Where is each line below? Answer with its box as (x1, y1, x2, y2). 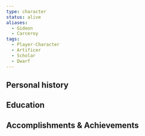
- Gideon (11, 25, 33, 31)
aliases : (6, 20, 28, 25)
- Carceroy (11, 31, 39, 37)
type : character (6, 8, 46, 15)
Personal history (6, 80, 69, 90)
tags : (6, 36, 20, 42)
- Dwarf (11, 58, 31, 64)
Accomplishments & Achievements (6, 120, 139, 130)
